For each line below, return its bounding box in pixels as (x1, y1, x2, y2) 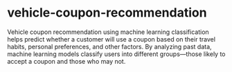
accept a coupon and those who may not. (7, 57, 126, 65)
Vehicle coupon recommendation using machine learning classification (7, 28, 209, 36)
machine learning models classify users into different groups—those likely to (7, 50, 226, 58)
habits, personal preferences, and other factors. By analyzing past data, (7, 42, 213, 51)
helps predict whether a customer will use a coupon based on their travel (7, 35, 216, 43)
